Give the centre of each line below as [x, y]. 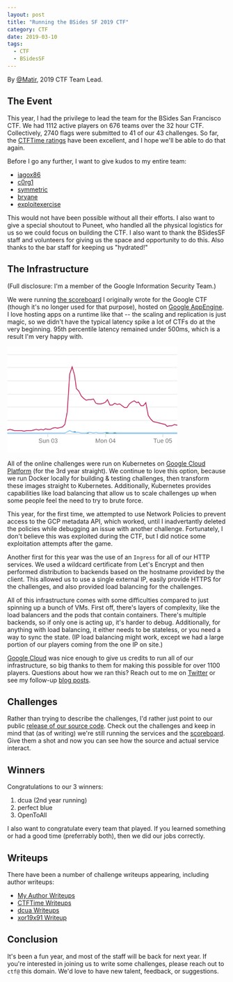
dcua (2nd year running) [52, 800]
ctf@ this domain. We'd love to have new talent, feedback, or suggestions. [113, 971]
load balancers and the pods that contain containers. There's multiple [107, 615]
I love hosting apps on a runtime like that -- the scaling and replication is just [116, 314]
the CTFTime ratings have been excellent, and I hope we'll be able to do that [116, 140]
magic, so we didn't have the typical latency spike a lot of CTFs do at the [111, 322]
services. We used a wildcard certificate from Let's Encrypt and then [106, 564]
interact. [19, 748]
